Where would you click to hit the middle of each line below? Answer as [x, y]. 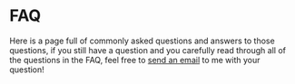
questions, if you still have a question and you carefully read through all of [147, 50]
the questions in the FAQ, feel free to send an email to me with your [135, 60]
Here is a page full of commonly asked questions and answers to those [142, 41]
